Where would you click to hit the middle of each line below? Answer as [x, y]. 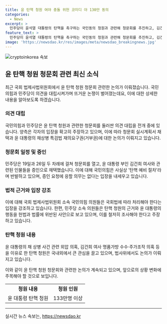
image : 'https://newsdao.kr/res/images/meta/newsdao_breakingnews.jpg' [81, 42]
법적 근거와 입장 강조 [28, 191]
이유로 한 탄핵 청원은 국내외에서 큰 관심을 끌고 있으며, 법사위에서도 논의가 [81, 253]
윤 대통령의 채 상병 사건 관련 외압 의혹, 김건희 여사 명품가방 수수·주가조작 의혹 [80, 246]
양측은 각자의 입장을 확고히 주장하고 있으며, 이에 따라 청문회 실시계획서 [88, 131]
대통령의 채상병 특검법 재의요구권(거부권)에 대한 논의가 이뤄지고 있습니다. [90, 138]
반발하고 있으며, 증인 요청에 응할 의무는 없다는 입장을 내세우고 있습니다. [79, 176]
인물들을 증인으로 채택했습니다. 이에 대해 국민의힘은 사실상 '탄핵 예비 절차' [86, 170]
